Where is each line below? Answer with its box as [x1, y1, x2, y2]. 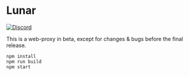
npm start [6, 64, 31, 70]
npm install [6, 53, 36, 59]
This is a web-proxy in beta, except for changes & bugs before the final [6, 35, 183, 42]
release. [6, 42, 27, 49]
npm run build [6, 59, 42, 65]
